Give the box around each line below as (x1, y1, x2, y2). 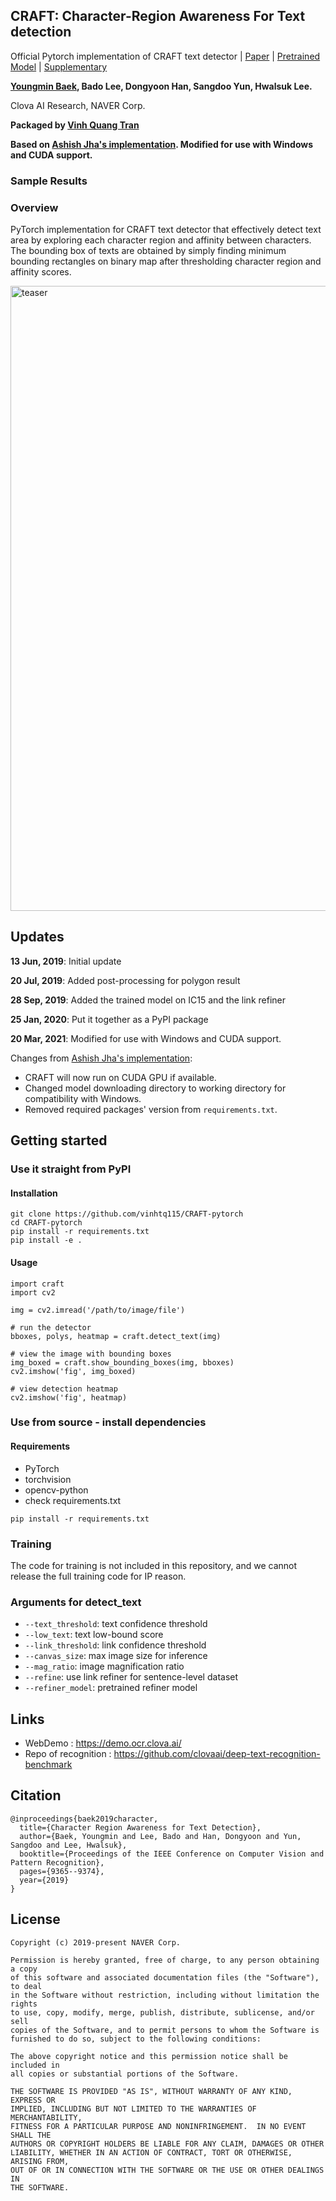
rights (10, 1999, 38, 2009)
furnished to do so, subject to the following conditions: (10, 2034, 262, 2044)
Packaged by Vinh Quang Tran (10, 119, 140, 131)
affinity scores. (10, 266, 72, 278)
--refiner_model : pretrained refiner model (24, 1682, 198, 1694)
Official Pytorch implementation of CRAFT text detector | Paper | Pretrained (10, 50, 321, 62)
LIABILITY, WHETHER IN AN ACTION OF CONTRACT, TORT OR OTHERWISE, (10, 2147, 293, 2158)
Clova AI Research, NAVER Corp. (10, 99, 146, 111)
